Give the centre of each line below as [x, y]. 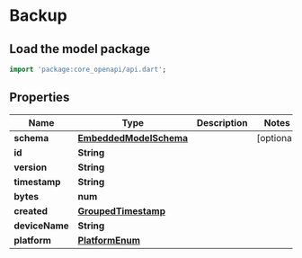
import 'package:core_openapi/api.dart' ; [88, 69]
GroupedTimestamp [122, 210]
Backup [38, 16]
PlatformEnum [109, 240]
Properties [40, 98]
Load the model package [80, 49]
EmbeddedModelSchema [133, 138]
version [31, 167]
